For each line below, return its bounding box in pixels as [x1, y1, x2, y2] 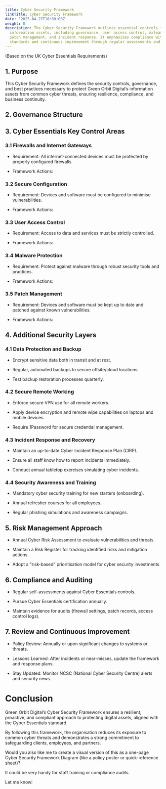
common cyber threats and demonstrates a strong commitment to [5, 735, 139, 741]
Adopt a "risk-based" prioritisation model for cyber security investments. [12, 562, 161, 568]
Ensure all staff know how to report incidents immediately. [12, 457, 130, 463]
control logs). [12, 614, 40, 619]
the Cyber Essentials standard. [5, 720, 68, 726]
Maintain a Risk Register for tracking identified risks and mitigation [12, 547, 147, 553]
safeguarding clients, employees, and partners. [5, 740, 101, 745]
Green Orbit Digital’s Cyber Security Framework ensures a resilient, [5, 709, 142, 715]
